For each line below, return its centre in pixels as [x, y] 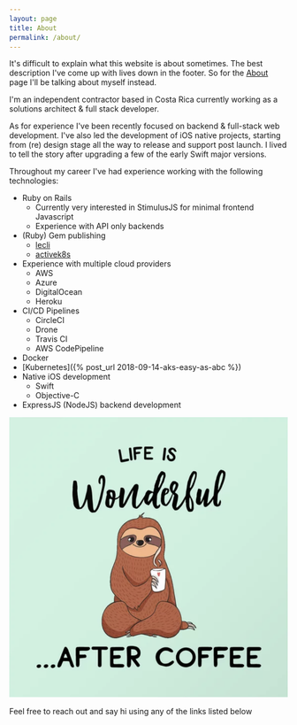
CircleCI [49, 320]
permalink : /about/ [45, 37]
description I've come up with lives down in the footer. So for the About [139, 73]
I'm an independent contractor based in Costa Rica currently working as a [144, 100]
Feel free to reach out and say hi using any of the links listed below [131, 711]
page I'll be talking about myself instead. [83, 82]
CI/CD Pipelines [50, 311]
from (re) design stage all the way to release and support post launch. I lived [148, 145]
